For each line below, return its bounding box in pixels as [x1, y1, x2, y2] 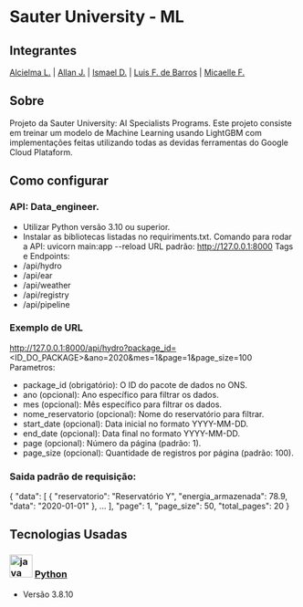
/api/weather [22, 279, 71, 290]
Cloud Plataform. [9, 146, 73, 157]
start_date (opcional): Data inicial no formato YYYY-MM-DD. [22, 418, 249, 429]
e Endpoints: [22, 250, 70, 261]
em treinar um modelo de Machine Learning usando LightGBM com [9, 127, 263, 138]
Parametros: [9, 361, 56, 372]
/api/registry [22, 289, 70, 300]
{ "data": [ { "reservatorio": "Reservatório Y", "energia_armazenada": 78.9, [9, 491, 288, 502]
